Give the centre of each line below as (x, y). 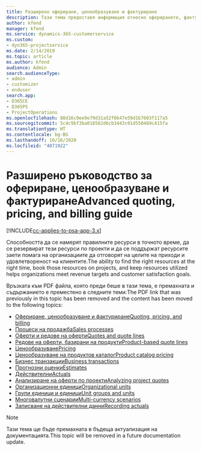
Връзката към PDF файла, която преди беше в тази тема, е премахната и (100, 285)
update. (16, 441)
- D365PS (17, 107)
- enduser (19, 90)
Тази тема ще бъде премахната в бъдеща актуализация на (82, 429)
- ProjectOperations (32, 112)
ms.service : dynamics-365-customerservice (60, 34)
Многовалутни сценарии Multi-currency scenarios (78, 399)
